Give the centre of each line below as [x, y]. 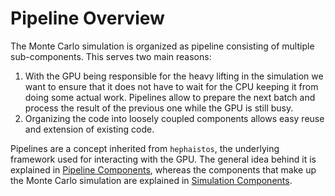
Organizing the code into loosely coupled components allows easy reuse [174, 118]
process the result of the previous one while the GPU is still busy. [159, 108]
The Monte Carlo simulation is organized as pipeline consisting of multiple [162, 46]
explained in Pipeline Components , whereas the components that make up [163, 169]
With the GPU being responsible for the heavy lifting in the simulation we [174, 76]
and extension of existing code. [89, 129]
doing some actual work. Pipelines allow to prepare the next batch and [170, 97]
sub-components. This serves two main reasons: [111, 56]
